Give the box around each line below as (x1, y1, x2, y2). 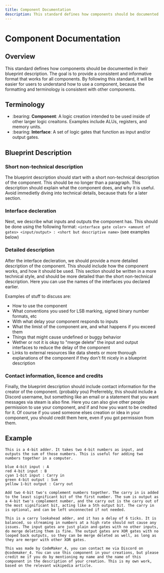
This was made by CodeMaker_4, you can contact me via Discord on (5, 546, 143, 551)
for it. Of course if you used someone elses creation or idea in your (5, 409, 141, 415)
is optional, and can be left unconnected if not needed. (5, 507, 126, 512)
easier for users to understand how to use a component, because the (5, 81, 145, 87)
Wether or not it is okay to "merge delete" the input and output (12, 339, 139, 345)
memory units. (12, 124, 42, 130)
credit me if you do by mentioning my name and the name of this (5, 554, 141, 559)
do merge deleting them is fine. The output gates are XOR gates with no (5, 528, 159, 534)
